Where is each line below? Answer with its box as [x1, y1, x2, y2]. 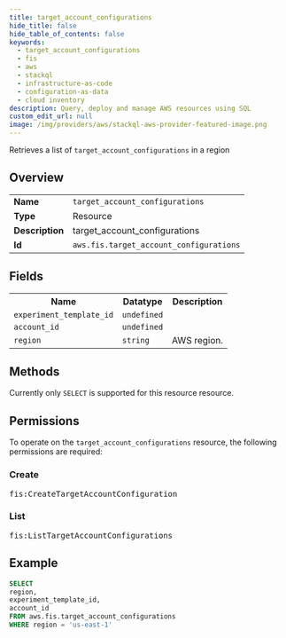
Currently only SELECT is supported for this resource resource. [9, 388, 235, 398]
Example [9, 555, 58, 571]
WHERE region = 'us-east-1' [9, 620, 113, 630]
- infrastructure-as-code [17, 79, 113, 88]
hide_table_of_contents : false [9, 29, 125, 38]
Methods [9, 365, 60, 380]
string [122, 335, 151, 345]
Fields [9, 269, 44, 284]
